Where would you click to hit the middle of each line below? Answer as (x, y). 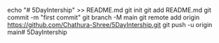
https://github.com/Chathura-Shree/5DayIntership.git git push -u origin (110, 25)
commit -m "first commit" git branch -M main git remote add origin (104, 17)
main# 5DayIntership (38, 32)
